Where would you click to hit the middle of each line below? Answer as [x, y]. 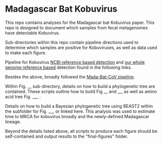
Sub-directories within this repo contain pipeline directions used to [72, 42]
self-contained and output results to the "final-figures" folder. [67, 136]
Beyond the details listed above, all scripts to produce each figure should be [81, 131]
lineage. [13, 122]
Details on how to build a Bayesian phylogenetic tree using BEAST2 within [79, 106]
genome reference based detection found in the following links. [69, 67]
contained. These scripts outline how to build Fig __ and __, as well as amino [81, 91]
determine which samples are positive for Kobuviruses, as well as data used [81, 47]
